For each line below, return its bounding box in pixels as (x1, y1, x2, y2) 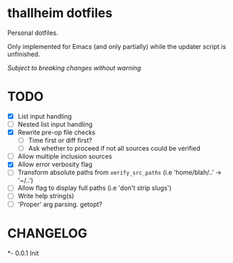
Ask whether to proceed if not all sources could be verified (28, 144, 200, 153)
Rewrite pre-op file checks (17, 128, 96, 136)
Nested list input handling (17, 119, 93, 129)
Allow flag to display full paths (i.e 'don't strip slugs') (17, 183, 172, 193)
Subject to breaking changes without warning (7, 63, 141, 72)
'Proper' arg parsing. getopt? (17, 200, 103, 208)
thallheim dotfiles (7, 5, 113, 21)
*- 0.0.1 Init (7, 249, 39, 257)
